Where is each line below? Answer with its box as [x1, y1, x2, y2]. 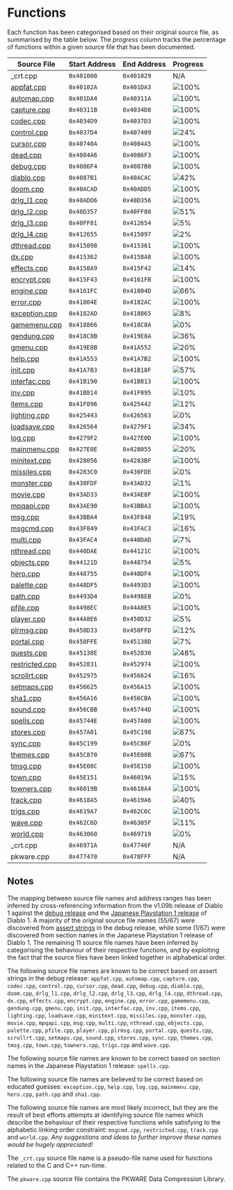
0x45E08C [68, 762, 97, 770]
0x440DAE [68, 547, 97, 555]
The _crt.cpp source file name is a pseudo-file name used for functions [7, 1154, 213, 1162]
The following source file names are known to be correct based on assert [7, 966, 218, 975]
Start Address [68, 59, 116, 69]
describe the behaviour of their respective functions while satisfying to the [7, 1118, 221, 1126]
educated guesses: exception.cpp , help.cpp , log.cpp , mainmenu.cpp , [7, 1082, 200, 1090]
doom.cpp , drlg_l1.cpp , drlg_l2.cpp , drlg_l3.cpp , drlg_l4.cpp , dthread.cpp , [7, 989, 223, 997]
